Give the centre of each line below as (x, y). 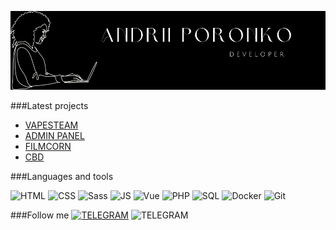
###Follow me (40, 215)
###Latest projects (49, 105)
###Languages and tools (62, 176)
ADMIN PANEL (54, 135)
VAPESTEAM (51, 125)
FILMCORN (48, 146)
